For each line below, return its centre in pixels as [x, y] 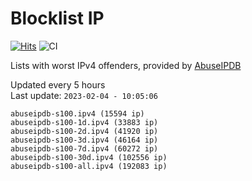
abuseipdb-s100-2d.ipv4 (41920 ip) [84, 131]
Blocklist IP [57, 18]
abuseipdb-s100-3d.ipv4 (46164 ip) [84, 140]
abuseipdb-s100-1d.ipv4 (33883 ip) [84, 122]
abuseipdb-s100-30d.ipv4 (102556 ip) [89, 157]
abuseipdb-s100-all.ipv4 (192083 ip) [89, 166]
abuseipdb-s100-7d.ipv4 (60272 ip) [84, 148]
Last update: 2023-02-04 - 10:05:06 [84, 95]
